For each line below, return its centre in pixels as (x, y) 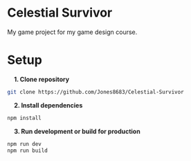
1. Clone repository (42, 79)
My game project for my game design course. (72, 32)
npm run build (28, 151)
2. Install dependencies (48, 105)
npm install (24, 118)
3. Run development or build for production (77, 131)
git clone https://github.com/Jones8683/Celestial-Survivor (96, 92)
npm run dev (24, 144)
